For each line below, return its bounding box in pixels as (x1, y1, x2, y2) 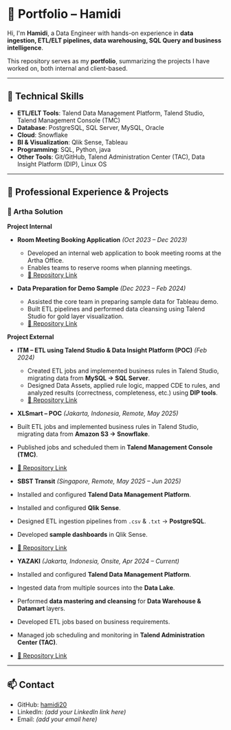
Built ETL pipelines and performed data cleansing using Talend (27, 305, 205, 313)
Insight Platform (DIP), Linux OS (16, 159, 107, 168)
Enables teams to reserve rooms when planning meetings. (27, 264, 192, 272)
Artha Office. (27, 256, 64, 265)
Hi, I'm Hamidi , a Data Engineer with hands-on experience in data (7, 29, 194, 37)
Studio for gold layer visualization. (27, 312, 124, 320)
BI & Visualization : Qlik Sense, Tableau (16, 137, 129, 146)
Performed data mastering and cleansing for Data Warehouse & (16, 597, 201, 606)
